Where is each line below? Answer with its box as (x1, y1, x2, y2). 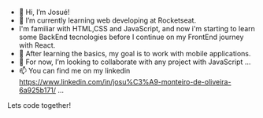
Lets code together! (7, 101, 72, 109)
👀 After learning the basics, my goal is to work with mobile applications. (18, 49, 251, 58)
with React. (18, 41, 56, 50)
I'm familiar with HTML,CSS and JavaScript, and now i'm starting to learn (18, 24, 255, 33)
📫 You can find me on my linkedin (18, 66, 131, 75)
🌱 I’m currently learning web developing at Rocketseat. (18, 16, 197, 25)
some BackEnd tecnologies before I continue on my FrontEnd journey (18, 32, 244, 41)
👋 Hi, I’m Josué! (18, 8, 70, 16)
